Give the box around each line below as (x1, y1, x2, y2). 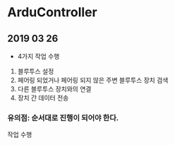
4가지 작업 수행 (17, 52, 60, 60)
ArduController (7, 4, 97, 21)
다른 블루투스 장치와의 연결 (17, 85, 92, 93)
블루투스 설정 (17, 67, 54, 75)
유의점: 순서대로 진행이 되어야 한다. (7, 112, 119, 122)
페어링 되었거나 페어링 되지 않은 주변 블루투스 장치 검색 (17, 76, 169, 84)
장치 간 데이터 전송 (17, 93, 69, 102)
